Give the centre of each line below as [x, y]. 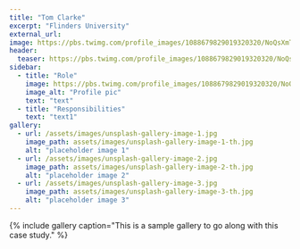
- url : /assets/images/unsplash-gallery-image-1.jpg [117, 134]
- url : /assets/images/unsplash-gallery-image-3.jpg [117, 184]
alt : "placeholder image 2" [77, 175]
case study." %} [39, 235]
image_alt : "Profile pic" [74, 92]
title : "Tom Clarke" [48, 17]
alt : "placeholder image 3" [77, 200]
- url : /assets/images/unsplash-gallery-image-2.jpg [117, 158]
